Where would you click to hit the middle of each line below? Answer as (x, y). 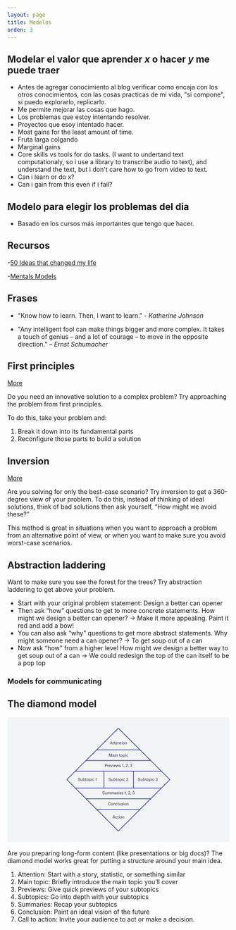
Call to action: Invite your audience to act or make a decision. (106, 919)
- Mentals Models (32, 276)
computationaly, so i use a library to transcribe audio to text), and (112, 162)
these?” (18, 514)
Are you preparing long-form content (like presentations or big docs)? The (115, 853)
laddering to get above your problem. (61, 590)
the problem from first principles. (55, 404)
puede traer (33, 70)
